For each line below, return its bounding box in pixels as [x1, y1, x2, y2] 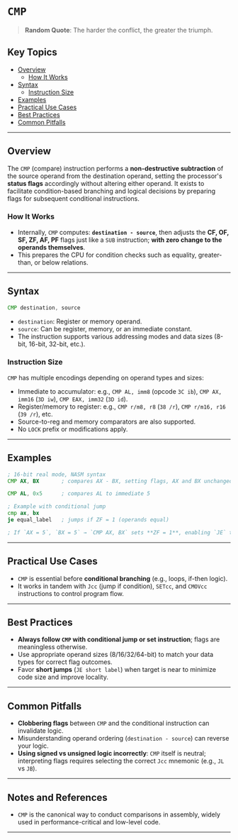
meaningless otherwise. [17, 643, 88, 651]
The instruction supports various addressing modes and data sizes [17, 332, 213, 341]
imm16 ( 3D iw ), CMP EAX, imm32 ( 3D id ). [17, 394, 128, 403]
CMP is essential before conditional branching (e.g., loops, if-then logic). [17, 574, 228, 582]
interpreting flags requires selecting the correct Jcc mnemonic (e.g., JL [17, 757, 225, 766]
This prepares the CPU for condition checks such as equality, [17, 250, 197, 259]
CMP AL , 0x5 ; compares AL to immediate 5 [7, 490, 151, 497]
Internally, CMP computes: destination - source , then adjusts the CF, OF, [17, 228, 229, 236]
